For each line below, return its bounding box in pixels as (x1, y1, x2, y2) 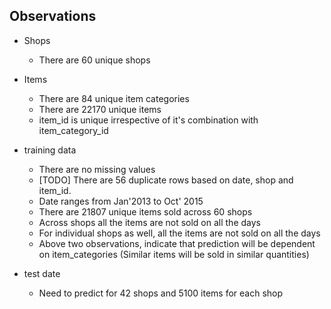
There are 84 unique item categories (38, 92, 190, 104)
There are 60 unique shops (38, 54, 151, 66)
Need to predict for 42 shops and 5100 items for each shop (38, 287, 284, 299)
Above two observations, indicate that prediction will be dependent (38, 237, 316, 249)
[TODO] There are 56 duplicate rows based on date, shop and (38, 174, 294, 186)
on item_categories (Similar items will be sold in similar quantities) (38, 248, 310, 260)
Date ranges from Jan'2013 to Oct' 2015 (38, 195, 204, 207)
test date (23, 267, 61, 279)
